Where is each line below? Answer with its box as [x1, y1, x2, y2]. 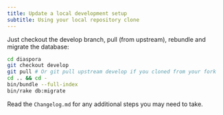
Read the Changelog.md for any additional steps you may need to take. [7, 100, 204, 108]
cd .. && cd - [7, 75, 48, 82]
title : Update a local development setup [7, 10, 128, 17]
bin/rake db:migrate [7, 87, 67, 94]
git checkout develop [7, 62, 69, 69]
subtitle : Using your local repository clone [7, 16, 139, 23]
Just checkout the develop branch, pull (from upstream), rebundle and [7, 35, 206, 43]
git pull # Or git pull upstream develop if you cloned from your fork [7, 68, 216, 75]
